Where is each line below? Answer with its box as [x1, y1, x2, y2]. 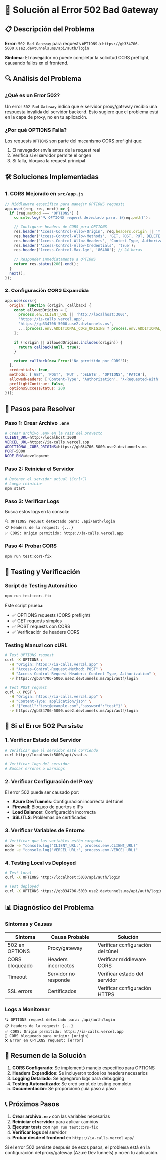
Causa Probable [51, 933, 90, 940]
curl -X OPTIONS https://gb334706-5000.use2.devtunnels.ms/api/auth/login [5, 889, 163, 894]
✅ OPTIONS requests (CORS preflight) [12, 612, 90, 618]
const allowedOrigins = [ [14, 307, 68, 312]
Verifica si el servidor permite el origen [12, 152, 92, 158]
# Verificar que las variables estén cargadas [5, 838, 103, 843]
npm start [5, 486, 26, 491]
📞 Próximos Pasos [5, 1100, 60, 1109]
